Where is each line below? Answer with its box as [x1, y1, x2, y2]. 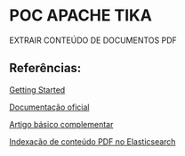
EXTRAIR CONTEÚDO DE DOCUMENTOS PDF [9, 35, 177, 45]
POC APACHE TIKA [9, 5, 153, 26]
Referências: [9, 61, 82, 76]
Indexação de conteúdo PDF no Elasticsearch [9, 135, 176, 147]
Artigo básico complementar [9, 119, 114, 129]
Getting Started [9, 84, 66, 94]
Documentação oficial [9, 102, 90, 112]
